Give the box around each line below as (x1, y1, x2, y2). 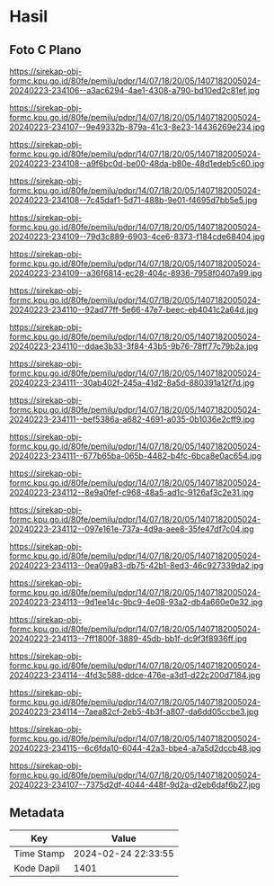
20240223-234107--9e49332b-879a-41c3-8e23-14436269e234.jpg (9, 121, 265, 132)
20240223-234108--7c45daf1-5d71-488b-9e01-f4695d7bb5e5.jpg (9, 195, 258, 205)
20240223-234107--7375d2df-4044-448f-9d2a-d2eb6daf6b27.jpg (9, 780, 261, 790)
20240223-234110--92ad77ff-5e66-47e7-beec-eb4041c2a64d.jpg (9, 304, 259, 315)
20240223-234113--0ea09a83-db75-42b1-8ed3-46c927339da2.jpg (9, 560, 264, 570)
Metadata (9, 805, 65, 820)
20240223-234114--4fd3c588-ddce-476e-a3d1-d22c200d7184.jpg (9, 670, 261, 680)
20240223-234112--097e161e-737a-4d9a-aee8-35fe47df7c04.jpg (9, 524, 254, 534)
